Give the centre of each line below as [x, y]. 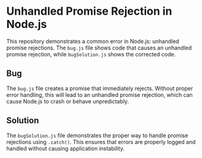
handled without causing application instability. [65, 148]
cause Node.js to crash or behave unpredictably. [68, 101]
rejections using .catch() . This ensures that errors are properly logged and [101, 141]
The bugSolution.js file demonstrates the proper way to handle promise [97, 135]
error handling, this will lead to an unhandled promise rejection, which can [99, 95]
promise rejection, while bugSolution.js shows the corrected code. [91, 54]
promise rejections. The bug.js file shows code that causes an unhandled [99, 48]
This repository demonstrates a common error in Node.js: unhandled [93, 41]
